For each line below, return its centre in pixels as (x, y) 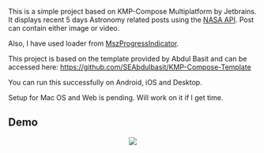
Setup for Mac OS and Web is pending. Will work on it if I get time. (116, 97)
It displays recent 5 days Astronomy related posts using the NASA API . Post (131, 20)
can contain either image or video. (64, 28)
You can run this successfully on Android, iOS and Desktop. (106, 82)
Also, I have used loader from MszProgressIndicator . (94, 43)
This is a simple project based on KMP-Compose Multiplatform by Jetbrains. (132, 11)
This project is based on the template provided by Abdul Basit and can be (128, 59)
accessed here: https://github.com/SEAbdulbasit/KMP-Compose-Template (130, 67)
